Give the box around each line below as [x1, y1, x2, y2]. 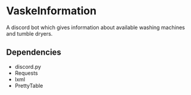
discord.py [14, 63, 42, 70]
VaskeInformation [6, 4, 97, 18]
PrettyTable [14, 82, 43, 89]
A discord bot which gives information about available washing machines [6, 24, 186, 31]
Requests [14, 69, 38, 77]
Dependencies [6, 47, 61, 58]
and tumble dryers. [6, 30, 53, 37]
